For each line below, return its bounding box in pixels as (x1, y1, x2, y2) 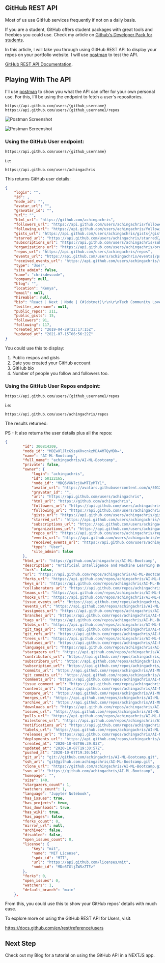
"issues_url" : (23, 709, 52, 714)
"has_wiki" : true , (23, 810, 60, 815)
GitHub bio (12, 365, 34, 371)
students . (5, 37, 25, 43)
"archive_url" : (23, 700, 54, 705)
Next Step (5, 939, 36, 948)
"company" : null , (14, 277, 50, 282)
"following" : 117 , (14, 322, 52, 327)
